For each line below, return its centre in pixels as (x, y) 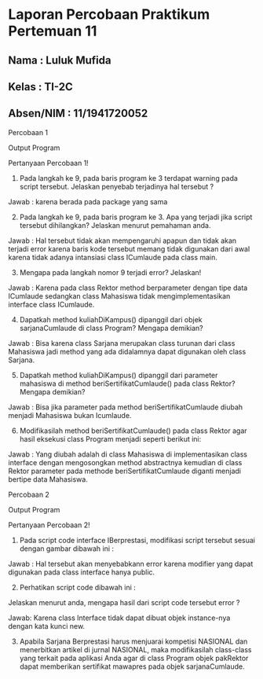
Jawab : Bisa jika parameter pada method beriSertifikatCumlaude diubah (126, 407)
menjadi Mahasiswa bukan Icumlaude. (70, 415)
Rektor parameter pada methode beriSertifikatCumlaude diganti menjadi (125, 471)
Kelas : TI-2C (40, 87)
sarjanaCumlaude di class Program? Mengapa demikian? (111, 328)
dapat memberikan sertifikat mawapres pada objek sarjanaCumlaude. (132, 666)
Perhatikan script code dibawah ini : (77, 587)
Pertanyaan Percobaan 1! (48, 163)
